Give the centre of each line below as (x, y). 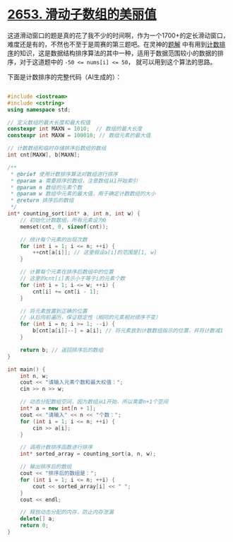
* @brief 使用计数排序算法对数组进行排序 (64, 174)
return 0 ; (35, 526)
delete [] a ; (37, 519)
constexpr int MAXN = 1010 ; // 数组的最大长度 (75, 129)
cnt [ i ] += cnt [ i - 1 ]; (66, 291)
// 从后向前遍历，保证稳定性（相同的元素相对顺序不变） (90, 318)
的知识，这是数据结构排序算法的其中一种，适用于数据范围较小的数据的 (115, 53)
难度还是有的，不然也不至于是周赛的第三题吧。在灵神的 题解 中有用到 (107, 44)
